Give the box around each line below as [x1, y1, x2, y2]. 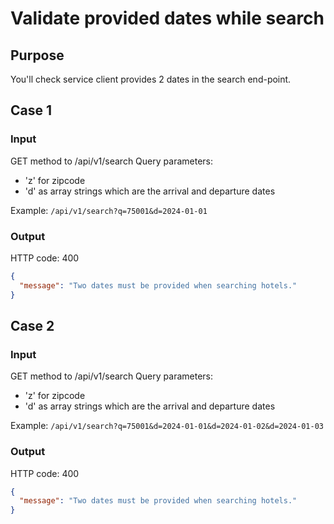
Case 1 [10, 102, 53, 119]
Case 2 [10, 318, 55, 334]
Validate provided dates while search [10, 7, 325, 30]
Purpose [10, 47, 65, 64]
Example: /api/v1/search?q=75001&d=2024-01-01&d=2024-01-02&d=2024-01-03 [10, 420, 324, 432]
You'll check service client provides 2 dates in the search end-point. [10, 73, 292, 85]
